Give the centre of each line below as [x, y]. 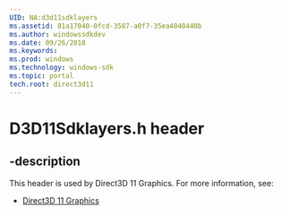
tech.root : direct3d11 [51, 84]
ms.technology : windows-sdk [62, 68]
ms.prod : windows [42, 59]
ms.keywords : [34, 51]
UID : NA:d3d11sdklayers [54, 17]
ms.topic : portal [42, 76]
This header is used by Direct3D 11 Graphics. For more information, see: [141, 183]
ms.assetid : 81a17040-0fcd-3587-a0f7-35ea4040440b [106, 26]
